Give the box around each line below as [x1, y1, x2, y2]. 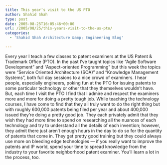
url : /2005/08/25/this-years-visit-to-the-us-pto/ [5, 26, 113, 31]
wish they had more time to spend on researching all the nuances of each [5, 117, 156, 123]
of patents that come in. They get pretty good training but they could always [5, 133, 162, 139]
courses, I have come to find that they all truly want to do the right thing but [5, 101, 161, 107]
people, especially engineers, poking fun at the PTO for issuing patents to [5, 79, 157, 85]
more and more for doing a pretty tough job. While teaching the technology [5, 95, 160, 101]
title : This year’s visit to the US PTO [5, 7, 91, 12]
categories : [5, 30, 30, 35]
